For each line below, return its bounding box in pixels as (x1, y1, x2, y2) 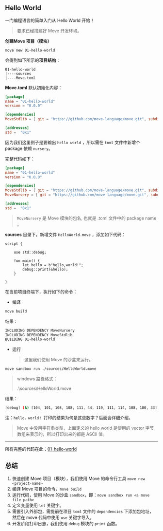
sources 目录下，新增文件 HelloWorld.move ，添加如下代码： (5, 231, 126, 238)
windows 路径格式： (16, 376, 58, 382)
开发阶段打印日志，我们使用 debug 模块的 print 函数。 (12, 520, 120, 526)
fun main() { (14, 258, 40, 263)
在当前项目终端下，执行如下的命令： (5, 289, 78, 294)
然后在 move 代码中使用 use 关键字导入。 (12, 514, 95, 520)
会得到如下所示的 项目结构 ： (5, 57, 61, 63)
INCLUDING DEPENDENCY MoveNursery (5, 328, 75, 333)
